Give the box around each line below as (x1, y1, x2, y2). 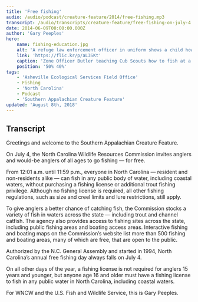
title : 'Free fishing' (6, 8, 62, 15)
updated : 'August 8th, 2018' (6, 101, 78, 108)
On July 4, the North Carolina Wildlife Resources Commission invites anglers (6, 151, 192, 158)
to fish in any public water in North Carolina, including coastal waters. (6, 278, 175, 285)
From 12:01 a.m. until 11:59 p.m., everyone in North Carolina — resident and (6, 169, 188, 176)
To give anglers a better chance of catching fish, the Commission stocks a (6, 205, 187, 212)
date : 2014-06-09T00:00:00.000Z (6, 25, 85, 31)
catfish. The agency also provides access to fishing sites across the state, (6, 218, 186, 225)
